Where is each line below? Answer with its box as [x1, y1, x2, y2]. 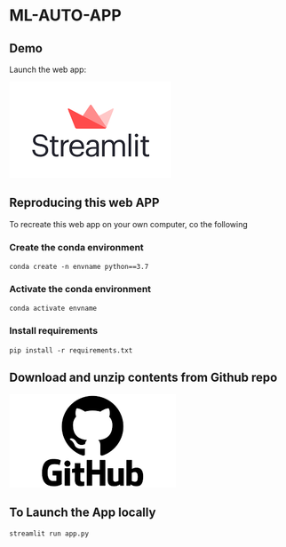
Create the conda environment [9, 241, 144, 253]
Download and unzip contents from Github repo [9, 370, 278, 385]
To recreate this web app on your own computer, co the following [9, 218, 249, 229]
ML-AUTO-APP [9, 5, 122, 26]
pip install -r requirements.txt [9, 345, 133, 355]
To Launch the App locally [9, 504, 156, 519]
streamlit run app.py [9, 529, 90, 538]
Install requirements [9, 325, 99, 337]
